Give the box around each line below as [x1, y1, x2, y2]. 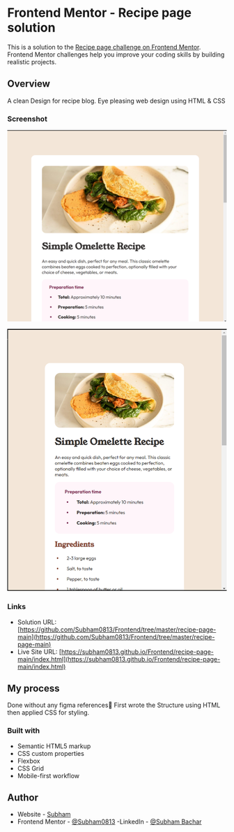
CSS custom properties [17, 749, 85, 757]
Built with [7, 726, 40, 736]
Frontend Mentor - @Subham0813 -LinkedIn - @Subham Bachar [17, 817, 202, 826]
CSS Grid [17, 764, 44, 773]
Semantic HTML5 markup [17, 742, 91, 750]
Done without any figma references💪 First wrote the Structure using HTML [7, 701, 221, 710]
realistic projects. [7, 57, 57, 66]
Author [7, 791, 38, 803]
